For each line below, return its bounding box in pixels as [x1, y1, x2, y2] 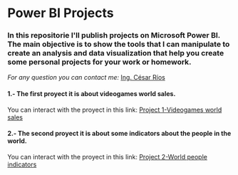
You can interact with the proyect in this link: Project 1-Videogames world [7, 105, 222, 114]
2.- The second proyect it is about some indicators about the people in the [7, 129, 232, 138]
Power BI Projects [7, 5, 114, 21]
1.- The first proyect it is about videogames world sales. [7, 90, 176, 98]
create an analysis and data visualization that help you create [7, 48, 224, 58]
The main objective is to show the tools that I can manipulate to [7, 39, 230, 49]
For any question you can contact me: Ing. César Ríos [7, 73, 165, 82]
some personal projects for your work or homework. [7, 57, 192, 67]
